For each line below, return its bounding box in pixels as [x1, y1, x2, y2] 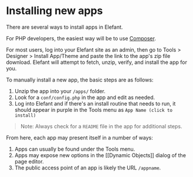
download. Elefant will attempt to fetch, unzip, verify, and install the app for [6, 59, 188, 66]
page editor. [14, 158, 44, 165]
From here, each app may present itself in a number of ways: [6, 134, 154, 141]
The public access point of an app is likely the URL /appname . [14, 164, 161, 171]
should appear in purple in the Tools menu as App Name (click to [14, 106, 173, 113]
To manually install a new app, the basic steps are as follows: [6, 76, 154, 83]
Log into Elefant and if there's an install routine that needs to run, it [14, 100, 176, 107]
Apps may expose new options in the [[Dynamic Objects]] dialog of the [14, 151, 187, 159]
